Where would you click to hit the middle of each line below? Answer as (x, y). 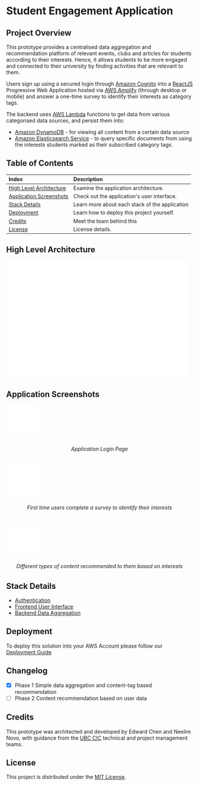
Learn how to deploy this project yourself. (124, 213)
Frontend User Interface (44, 606)
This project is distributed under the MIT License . (66, 777)
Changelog (27, 671)
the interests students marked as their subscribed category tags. (94, 145)
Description (88, 179)
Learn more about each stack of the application (131, 205)
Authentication (33, 600)
